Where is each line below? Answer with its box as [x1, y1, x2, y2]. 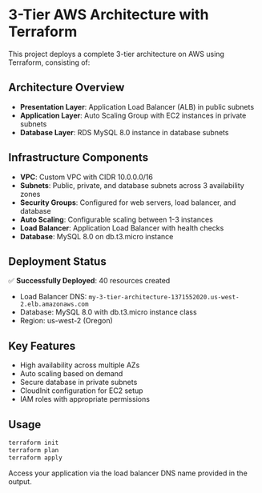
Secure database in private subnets [19, 378, 138, 387]
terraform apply [8, 454, 62, 462]
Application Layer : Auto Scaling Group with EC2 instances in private [19, 110, 247, 120]
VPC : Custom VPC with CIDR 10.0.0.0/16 [19, 172, 154, 182]
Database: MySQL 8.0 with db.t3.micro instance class [19, 307, 198, 317]
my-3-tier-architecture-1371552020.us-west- [88, 294, 240, 302]
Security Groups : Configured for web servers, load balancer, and [19, 198, 236, 207]
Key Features [8, 339, 76, 353]
